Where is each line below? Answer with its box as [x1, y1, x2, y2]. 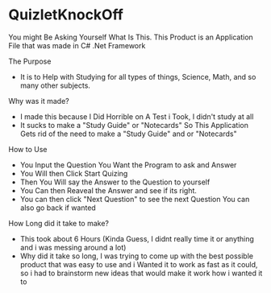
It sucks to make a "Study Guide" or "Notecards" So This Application [19, 120, 248, 130]
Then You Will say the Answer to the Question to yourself [19, 177, 211, 187]
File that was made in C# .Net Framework [8, 40, 146, 50]
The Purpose [8, 56, 52, 66]
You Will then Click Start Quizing [19, 168, 128, 178]
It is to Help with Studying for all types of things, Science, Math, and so [19, 72, 256, 81]
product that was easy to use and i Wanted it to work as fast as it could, [19, 259, 258, 269]
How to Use [8, 144, 48, 154]
